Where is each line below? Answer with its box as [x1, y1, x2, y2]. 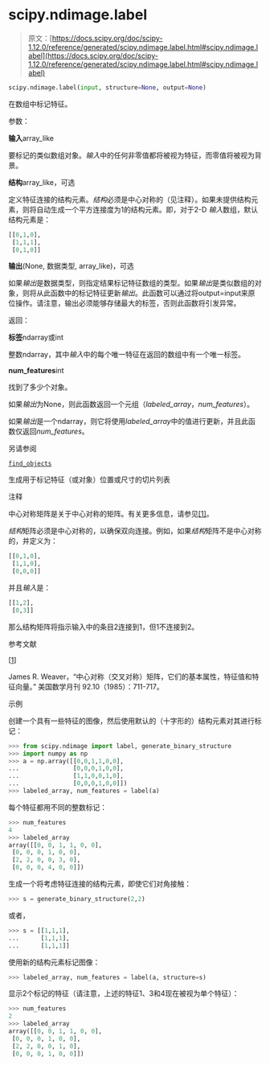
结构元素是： [8, 215, 51, 224]
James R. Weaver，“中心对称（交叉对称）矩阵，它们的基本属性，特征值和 [8, 672, 252, 681]
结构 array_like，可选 [8, 177, 76, 187]
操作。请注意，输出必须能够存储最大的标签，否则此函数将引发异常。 [14, 298, 241, 308]
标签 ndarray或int [8, 332, 64, 343]
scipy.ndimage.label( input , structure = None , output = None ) [8, 83, 207, 92]
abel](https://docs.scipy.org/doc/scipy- [27, 51, 159, 60]
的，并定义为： [8, 537, 58, 546]
